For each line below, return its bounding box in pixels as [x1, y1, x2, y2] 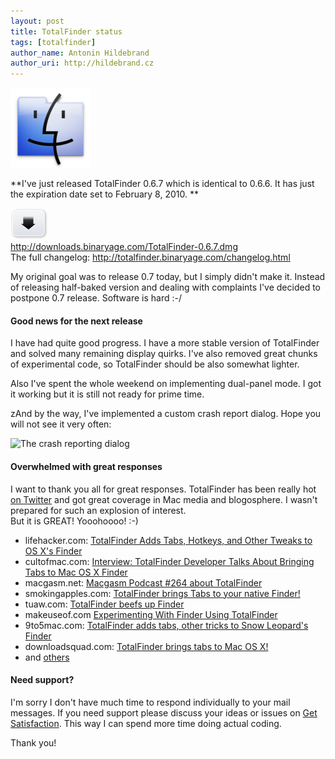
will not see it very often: [10, 418, 112, 430]
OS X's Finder [24, 545, 83, 557]
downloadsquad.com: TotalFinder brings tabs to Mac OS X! [24, 640, 269, 652]
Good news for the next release [10, 315, 143, 327]
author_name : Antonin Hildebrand [10, 48, 150, 58]
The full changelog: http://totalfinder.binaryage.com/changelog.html [10, 251, 291, 264]
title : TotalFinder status [10, 26, 123, 37]
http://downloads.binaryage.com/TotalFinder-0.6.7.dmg [10, 241, 238, 253]
